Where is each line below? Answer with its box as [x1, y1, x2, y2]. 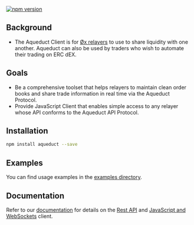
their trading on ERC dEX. [14, 51, 77, 58]
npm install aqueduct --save [6, 142, 78, 148]
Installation [6, 126, 48, 136]
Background [6, 22, 52, 32]
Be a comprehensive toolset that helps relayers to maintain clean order [14, 83, 187, 91]
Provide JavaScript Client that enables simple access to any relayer [14, 102, 179, 109]
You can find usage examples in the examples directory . [6, 174, 143, 181]
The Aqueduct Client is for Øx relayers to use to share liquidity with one [14, 38, 189, 45]
